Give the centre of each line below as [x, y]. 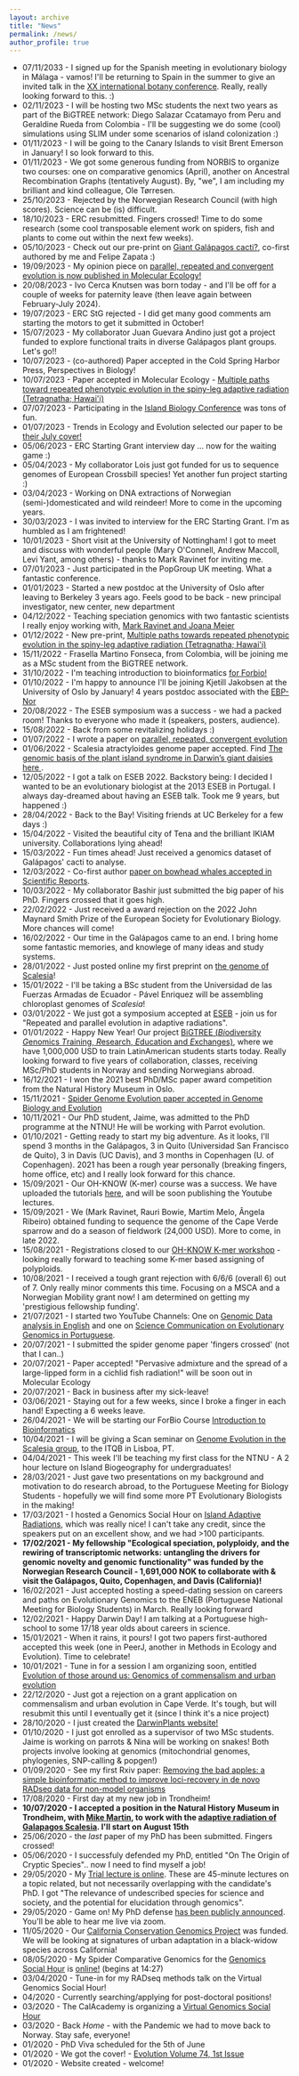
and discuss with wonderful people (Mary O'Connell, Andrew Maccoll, [150, 550]
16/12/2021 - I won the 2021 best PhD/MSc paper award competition [147, 1080]
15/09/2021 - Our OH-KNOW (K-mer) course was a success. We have [149, 1184]
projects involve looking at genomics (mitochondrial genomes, [136, 1751]
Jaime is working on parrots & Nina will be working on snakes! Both [145, 1742]
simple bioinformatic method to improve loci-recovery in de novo [141, 1780]
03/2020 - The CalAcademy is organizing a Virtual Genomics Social [146, 2007]
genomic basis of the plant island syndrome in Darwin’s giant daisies [147, 758]
